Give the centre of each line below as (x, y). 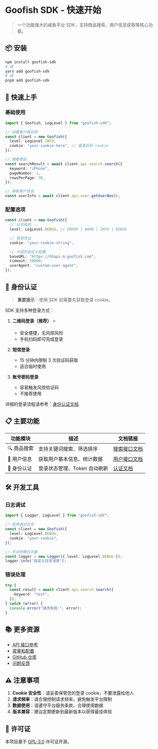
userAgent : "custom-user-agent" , (44, 266)
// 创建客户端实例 (21, 132)
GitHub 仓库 (24, 657)
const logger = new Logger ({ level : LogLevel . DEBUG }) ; (64, 556)
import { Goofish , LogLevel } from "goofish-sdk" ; (58, 123)
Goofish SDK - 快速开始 (53, 10)
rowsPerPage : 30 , (27, 178)
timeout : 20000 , (26, 261)
